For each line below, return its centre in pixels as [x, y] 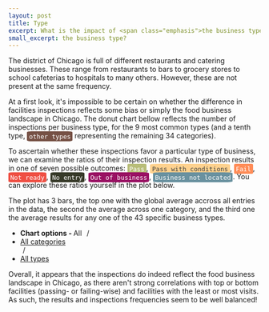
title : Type [28, 23]
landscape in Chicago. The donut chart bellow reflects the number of [122, 119]
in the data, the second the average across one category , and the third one [132, 210]
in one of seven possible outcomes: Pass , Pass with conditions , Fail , [132, 168]
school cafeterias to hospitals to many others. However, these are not [123, 78]
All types [34, 259]
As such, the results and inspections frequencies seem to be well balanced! [133, 300]
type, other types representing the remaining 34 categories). [112, 136]
